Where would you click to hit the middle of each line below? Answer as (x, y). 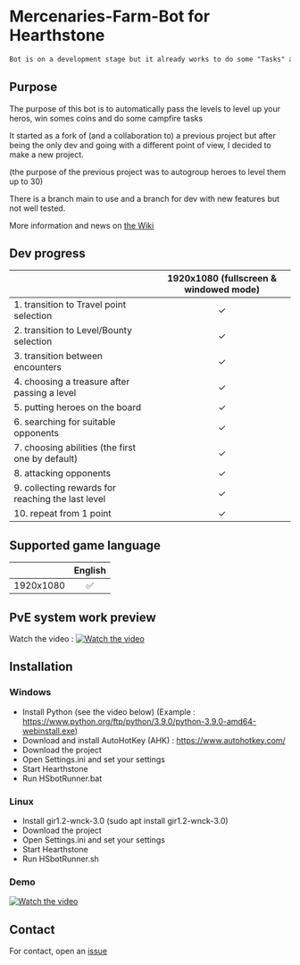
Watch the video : (42, 639)
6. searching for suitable (65, 422)
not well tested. (37, 208)
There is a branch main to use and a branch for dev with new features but (144, 198)
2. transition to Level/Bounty (73, 331)
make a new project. (47, 155)
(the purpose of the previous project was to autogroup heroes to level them (148, 172)
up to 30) (26, 181)
